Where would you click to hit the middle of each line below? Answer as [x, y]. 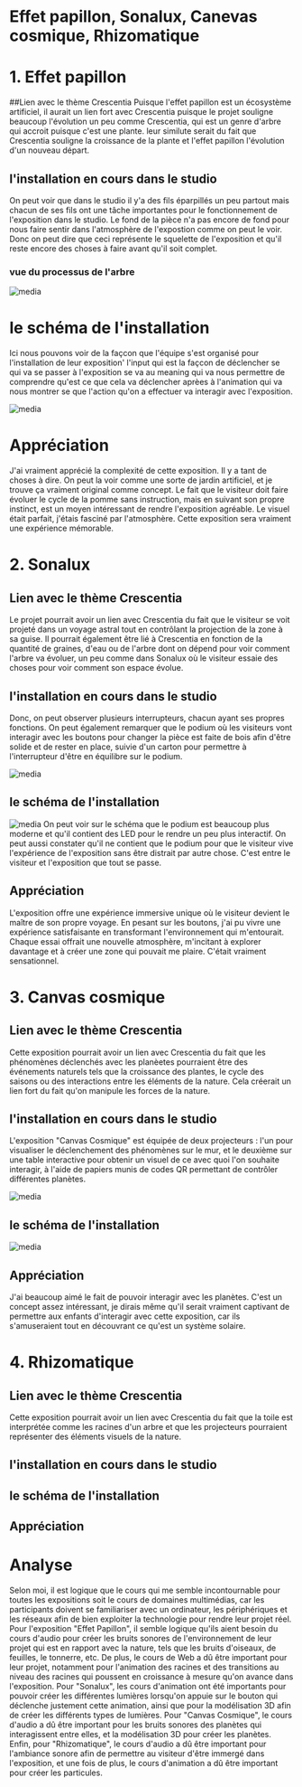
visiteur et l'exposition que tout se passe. [86, 862]
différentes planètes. [48, 1179]
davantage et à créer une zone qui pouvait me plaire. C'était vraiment [138, 951]
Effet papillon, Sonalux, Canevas [134, 17]
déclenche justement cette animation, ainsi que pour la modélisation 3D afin [150, 1706]
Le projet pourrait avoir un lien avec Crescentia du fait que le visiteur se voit [150, 620]
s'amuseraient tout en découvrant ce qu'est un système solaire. [128, 1325]
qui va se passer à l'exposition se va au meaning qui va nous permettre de [147, 372]
